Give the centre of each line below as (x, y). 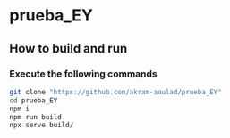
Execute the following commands (84, 74)
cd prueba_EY (34, 100)
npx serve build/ (42, 126)
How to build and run (68, 49)
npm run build (36, 117)
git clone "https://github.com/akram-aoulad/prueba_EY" (115, 92)
